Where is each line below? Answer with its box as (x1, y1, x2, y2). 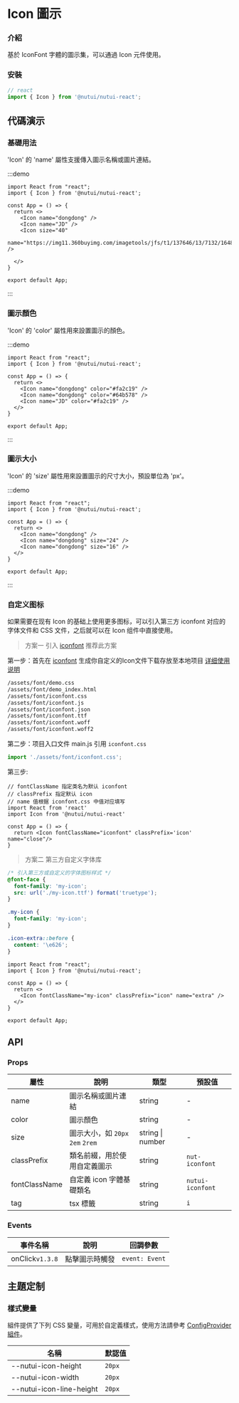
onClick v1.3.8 (11, 1254, 58, 1263)
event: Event (122, 1254, 166, 1263)
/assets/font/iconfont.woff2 (7, 726, 94, 733)
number (139, 1137, 166, 1147)
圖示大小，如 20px (69, 1128, 129, 1138)
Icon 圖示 (7, 6, 62, 22)
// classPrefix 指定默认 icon (7, 790, 92, 797)
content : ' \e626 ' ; (14, 941, 69, 948)
